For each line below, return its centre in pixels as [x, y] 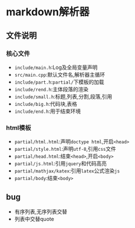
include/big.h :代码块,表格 [46, 103]
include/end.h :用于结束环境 [47, 111]
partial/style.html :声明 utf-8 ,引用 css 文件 [65, 149]
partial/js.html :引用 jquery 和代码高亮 [61, 164]
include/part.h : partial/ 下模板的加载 [59, 82]
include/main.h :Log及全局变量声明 [56, 67]
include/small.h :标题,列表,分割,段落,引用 [63, 96]
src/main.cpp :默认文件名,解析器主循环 [60, 74]
